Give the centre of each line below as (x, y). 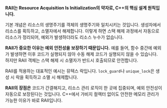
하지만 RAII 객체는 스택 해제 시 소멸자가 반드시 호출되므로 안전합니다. (72, 60)
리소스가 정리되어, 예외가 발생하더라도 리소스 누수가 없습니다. (64, 37)
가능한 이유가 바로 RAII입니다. (34, 100)
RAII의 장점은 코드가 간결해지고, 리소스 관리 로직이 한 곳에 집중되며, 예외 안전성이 (84, 88)
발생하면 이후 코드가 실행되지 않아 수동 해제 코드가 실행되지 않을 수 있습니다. (84, 54)
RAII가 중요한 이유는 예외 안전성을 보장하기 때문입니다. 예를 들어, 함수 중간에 (79, 48)
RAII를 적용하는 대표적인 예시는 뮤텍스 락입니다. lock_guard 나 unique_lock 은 (80, 71)
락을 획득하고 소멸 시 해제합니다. (47, 77)
